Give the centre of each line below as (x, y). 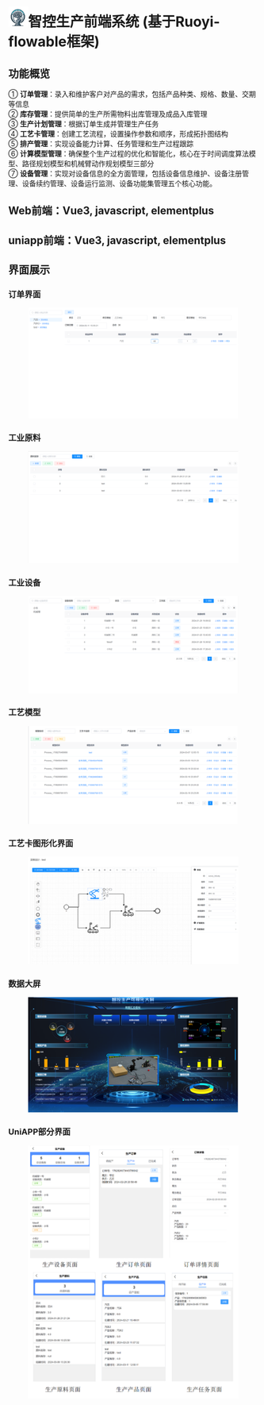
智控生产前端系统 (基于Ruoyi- (124, 22)
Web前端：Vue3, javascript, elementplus (111, 211)
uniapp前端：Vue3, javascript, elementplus (117, 240)
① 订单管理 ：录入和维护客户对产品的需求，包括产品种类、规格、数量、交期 (132, 94)
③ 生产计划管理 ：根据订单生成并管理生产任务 (84, 124)
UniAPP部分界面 (40, 1132)
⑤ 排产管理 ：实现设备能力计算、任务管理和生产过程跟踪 (101, 144)
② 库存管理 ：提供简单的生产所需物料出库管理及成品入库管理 (108, 114)
